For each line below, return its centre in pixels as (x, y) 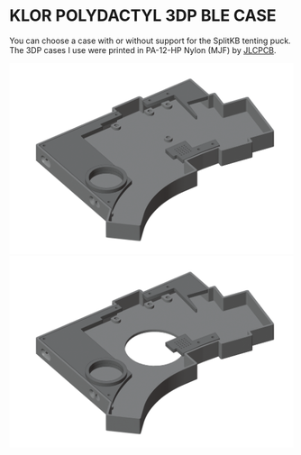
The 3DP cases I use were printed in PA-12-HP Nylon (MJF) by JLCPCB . (143, 50)
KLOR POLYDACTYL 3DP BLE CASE (143, 16)
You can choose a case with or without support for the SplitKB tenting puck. (150, 41)
